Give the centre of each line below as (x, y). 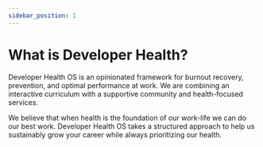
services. (23, 102)
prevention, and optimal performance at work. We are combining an (119, 85)
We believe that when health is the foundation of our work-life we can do (127, 118)
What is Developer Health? (98, 54)
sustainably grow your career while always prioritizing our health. (115, 134)
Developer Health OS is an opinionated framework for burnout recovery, (126, 77)
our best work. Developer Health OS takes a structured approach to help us (132, 126)
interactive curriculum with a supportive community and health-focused (126, 94)
